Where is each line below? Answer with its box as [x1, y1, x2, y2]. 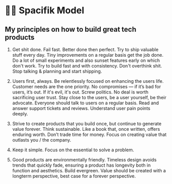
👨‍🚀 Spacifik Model [5, 5, 84, 16]
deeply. [12, 111, 29, 117]
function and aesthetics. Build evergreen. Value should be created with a [12, 168, 166, 173]
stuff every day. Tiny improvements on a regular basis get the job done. [12, 52, 164, 58]
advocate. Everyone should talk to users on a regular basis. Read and [12, 100, 159, 106]
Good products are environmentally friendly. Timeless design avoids [12, 157, 157, 163]
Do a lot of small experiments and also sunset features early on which [12, 57, 160, 63]
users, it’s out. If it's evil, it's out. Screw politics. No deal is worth [12, 89, 148, 95]
